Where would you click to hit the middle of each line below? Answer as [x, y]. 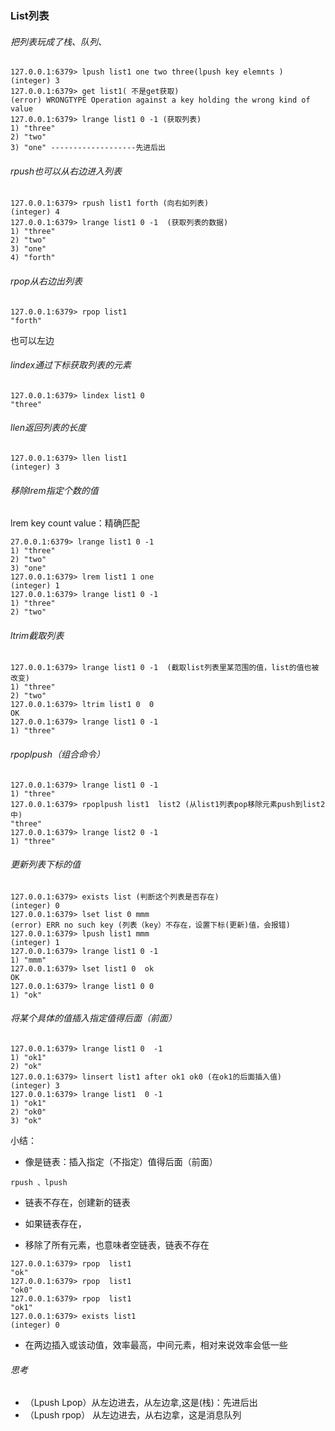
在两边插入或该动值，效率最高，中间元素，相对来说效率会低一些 [156, 1344]
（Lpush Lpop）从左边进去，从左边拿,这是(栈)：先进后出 [141, 1403]
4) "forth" [33, 258]
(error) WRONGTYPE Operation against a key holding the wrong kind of [160, 100]
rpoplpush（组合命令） [57, 754]
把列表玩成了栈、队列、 [58, 41]
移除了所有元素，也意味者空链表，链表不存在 [117, 1244]
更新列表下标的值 [45, 864]
